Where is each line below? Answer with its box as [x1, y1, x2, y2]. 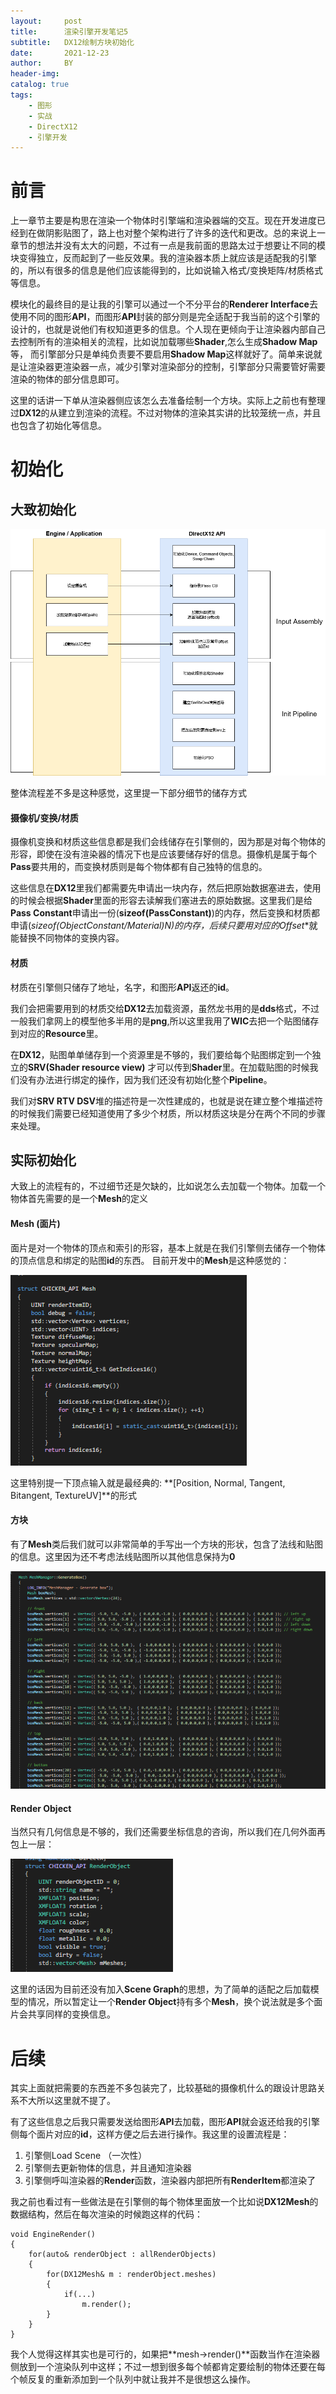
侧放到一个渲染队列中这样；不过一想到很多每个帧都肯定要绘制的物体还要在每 [10, 2361, 326, 2373]
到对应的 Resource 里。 [10, 1027, 104, 1039]
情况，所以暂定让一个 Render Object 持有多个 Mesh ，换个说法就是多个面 [27, 1996, 323, 2008]
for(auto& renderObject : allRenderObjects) [28, 2250, 217, 2260]
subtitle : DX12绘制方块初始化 [10, 37, 135, 47]
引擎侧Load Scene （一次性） [24, 2150, 148, 2162]
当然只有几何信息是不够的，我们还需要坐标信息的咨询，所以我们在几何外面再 [10, 1826, 326, 1838]
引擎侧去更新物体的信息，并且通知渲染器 [24, 2162, 192, 2174]
